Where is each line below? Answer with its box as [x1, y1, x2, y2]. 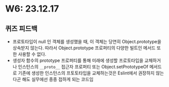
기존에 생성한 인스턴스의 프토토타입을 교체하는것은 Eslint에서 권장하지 [18, 70, 155, 76]
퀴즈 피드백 [5, 24, 38, 33]
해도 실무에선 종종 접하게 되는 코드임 [22, 76, 94, 82]
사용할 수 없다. [18, 51, 46, 57]
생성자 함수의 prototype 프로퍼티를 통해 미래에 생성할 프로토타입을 [12, 57, 144, 63]
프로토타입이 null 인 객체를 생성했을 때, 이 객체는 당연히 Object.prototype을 [12, 39, 161, 44]
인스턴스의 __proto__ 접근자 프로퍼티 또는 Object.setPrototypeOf [18, 64, 149, 69]
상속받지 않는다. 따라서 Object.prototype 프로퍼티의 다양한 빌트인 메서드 [12, 45, 156, 51]
